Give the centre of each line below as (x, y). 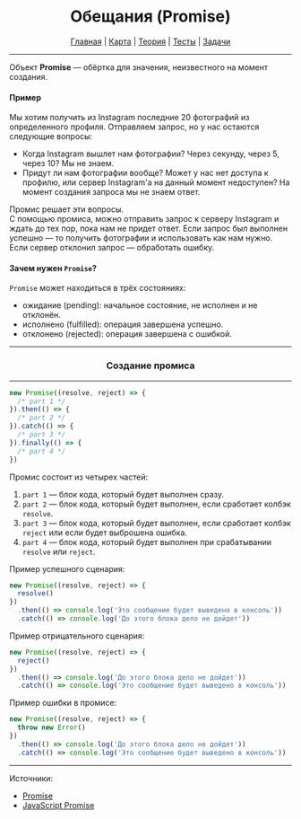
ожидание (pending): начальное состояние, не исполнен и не (140, 305)
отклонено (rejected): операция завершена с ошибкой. (127, 334)
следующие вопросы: (51, 136)
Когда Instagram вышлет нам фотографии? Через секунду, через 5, (151, 154)
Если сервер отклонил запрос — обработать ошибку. (112, 248)
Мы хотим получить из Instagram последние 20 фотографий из (129, 118)
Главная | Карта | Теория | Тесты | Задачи (150, 41)
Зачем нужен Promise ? (53, 268)
